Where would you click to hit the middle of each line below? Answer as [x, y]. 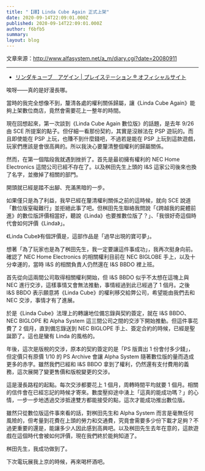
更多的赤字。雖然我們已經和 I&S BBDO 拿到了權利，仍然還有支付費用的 [95, 364]
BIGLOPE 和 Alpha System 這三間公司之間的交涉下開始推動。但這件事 [106, 321]
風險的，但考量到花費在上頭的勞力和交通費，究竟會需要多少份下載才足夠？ [100, 420]
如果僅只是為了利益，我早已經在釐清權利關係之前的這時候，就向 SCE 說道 [99, 200]
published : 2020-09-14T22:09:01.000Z [54, 23]
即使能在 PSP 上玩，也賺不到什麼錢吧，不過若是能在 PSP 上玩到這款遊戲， [105, 139]
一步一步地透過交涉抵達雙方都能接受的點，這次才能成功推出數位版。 [102, 400]
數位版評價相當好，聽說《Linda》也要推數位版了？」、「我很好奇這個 [107, 216]
